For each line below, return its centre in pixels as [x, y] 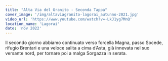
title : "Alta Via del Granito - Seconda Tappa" [56, 10]
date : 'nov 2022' [24, 28]
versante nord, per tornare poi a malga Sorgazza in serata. [66, 53]
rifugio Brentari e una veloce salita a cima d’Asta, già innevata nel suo [77, 48]
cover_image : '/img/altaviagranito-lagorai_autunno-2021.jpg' [72, 14]
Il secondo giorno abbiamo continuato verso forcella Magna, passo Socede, [84, 42]
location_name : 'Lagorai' [32, 24]
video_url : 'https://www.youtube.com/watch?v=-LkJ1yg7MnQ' [69, 19]
